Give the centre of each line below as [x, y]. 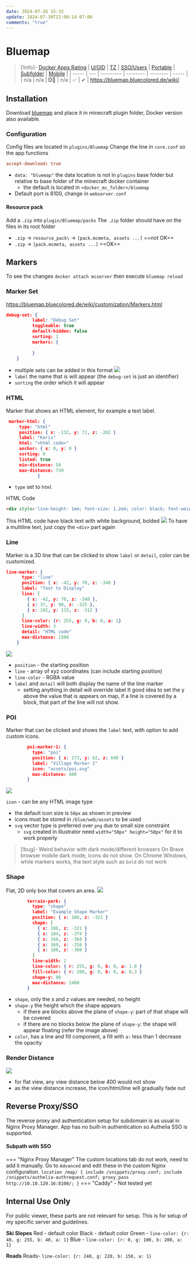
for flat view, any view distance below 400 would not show [85, 1082]
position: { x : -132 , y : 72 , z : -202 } [67, 432]
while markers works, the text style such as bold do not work [94, 862]
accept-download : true [34, 164]
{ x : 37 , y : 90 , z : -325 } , [61, 604]
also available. [23, 119]
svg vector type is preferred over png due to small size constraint [92, 826]
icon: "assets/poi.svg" [61, 769]
